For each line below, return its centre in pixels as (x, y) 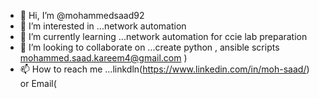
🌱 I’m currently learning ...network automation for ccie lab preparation (163, 36)
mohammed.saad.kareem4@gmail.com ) (103, 58)
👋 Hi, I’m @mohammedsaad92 (82, 15)
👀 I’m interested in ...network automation (103, 26)
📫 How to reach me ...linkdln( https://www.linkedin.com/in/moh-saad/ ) (164, 69)
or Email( (38, 83)
